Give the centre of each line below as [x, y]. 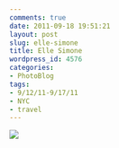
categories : [32, 68]
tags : [19, 84]
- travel [26, 109]
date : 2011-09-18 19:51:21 [60, 26]
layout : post [34, 34]
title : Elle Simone [46, 51]
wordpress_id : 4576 [46, 59]
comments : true [38, 17]
